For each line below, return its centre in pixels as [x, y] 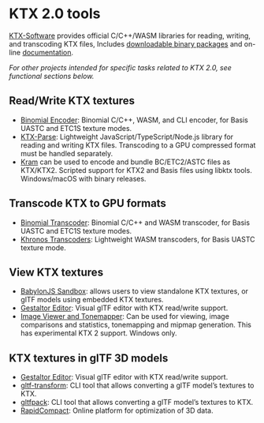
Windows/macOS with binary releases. [83, 178]
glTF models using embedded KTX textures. [92, 300]
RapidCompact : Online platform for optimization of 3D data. [117, 410]
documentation [47, 52]
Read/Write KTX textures [72, 101]
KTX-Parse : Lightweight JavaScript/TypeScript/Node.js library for [127, 137]
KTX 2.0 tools [55, 14]
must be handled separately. [67, 153]
